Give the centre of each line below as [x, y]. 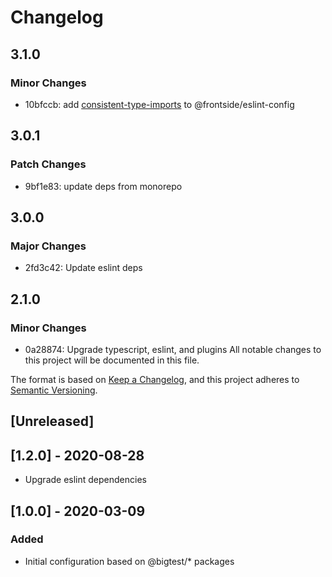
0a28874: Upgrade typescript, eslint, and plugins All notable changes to [173, 349]
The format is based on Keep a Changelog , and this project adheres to [155, 379]
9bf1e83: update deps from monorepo [103, 186]
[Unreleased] [52, 421]
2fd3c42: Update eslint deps [83, 268]
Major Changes [48, 246]
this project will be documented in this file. [112, 360]
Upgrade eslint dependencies [85, 480]
